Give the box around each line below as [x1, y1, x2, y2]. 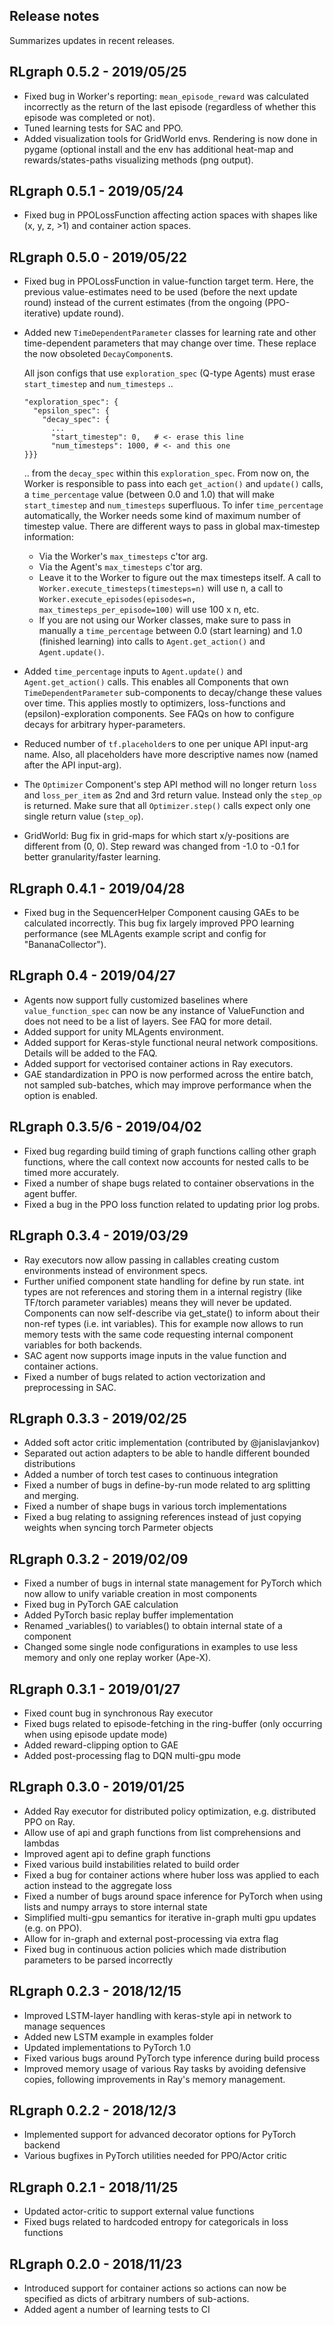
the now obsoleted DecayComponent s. [23, 348, 174, 360]
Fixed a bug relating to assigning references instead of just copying [23, 1511, 302, 1523]
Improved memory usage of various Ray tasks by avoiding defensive [23, 2062, 307, 2074]
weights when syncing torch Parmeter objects [23, 1522, 214, 1534]
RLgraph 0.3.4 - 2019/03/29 [9, 1227, 189, 1244]
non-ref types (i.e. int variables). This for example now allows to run [23, 1317, 304, 1329]
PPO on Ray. [23, 1815, 76, 1828]
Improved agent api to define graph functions [23, 1847, 211, 1859]
